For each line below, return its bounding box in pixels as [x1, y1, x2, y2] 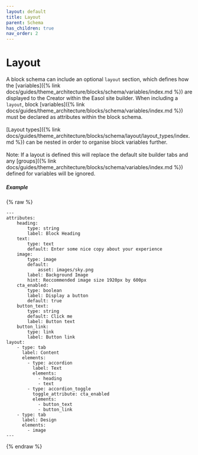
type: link [27, 329, 54, 335]
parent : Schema [6, 20, 44, 25]
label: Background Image [27, 272, 89, 278]
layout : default [6, 8, 46, 15]
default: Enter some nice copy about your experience [27, 246, 163, 252]
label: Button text [27, 319, 76, 325]
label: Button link [27, 334, 76, 340]
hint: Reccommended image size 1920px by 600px [27, 277, 147, 283]
